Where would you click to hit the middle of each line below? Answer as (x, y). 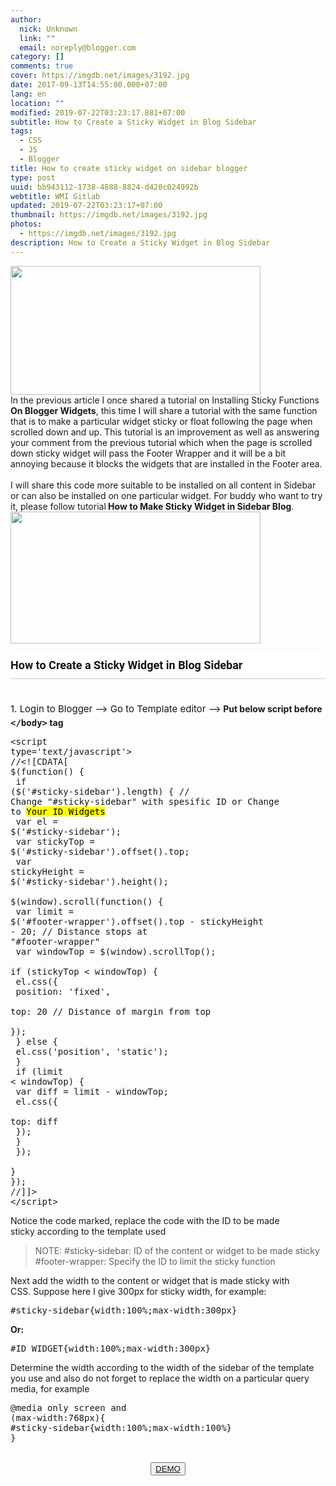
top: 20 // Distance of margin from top (111, 1011)
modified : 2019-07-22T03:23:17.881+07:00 (98, 112)
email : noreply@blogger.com (78, 47)
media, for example (50, 1388)
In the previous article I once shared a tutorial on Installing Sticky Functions (165, 400)
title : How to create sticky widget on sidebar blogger (129, 168)
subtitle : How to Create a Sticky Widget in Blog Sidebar (133, 122)
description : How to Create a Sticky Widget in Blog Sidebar (140, 242)
